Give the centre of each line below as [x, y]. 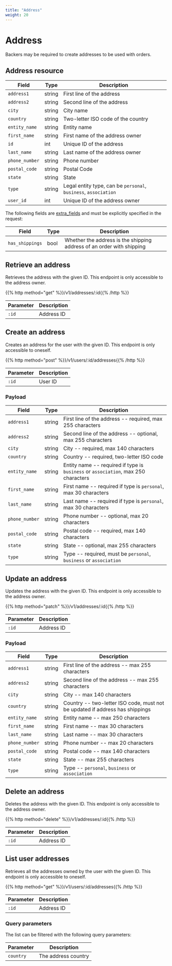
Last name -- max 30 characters [103, 735]
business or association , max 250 [104, 472]
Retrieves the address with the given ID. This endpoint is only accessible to [84, 277]
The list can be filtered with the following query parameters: [68, 935]
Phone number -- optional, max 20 [106, 516]
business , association [90, 192]
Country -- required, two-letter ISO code [113, 457]
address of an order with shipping [105, 246]
